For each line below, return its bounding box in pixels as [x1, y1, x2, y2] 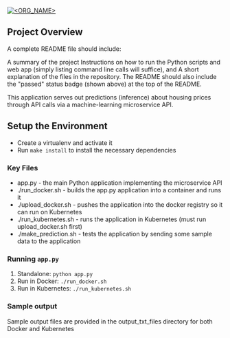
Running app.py [7, 254, 60, 264]
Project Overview [7, 26, 83, 38]
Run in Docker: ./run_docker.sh [16, 277, 107, 285]
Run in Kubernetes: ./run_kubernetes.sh [16, 284, 132, 293]
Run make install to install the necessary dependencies [16, 146, 176, 154]
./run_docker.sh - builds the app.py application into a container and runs [16, 185, 222, 194]
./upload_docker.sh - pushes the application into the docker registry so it [16, 200, 223, 209]
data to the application [16, 237, 81, 245]
